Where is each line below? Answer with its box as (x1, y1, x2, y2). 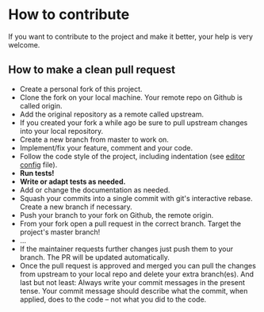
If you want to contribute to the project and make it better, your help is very (8, 32, 254, 41)
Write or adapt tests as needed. (19, 177, 126, 186)
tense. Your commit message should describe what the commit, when (19, 286, 248, 295)
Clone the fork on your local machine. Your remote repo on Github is (19, 93, 243, 102)
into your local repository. (19, 126, 104, 135)
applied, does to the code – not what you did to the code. (19, 295, 207, 304)
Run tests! (19, 168, 55, 177)
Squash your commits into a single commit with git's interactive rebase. (19, 193, 253, 203)
